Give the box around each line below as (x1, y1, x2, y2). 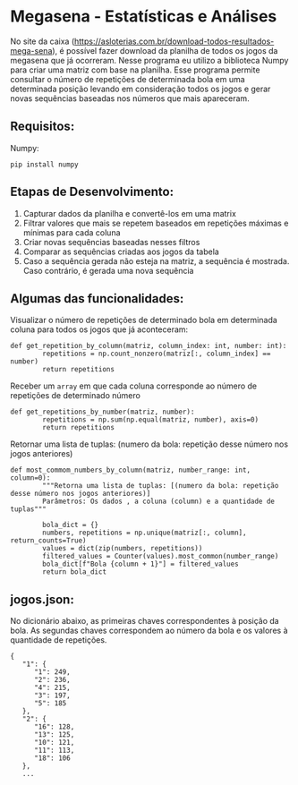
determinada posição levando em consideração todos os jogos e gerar (10, 83, 271, 94)
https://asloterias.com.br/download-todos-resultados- (73, 36, 275, 47)
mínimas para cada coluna (22, 226, 121, 238)
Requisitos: (10, 119, 75, 134)
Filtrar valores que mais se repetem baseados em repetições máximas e (22, 218, 289, 228)
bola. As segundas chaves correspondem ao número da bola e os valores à (10, 625, 289, 636)
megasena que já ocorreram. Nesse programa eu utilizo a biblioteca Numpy (10, 55, 289, 65)
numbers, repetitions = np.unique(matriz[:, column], (42, 528, 247, 538)
